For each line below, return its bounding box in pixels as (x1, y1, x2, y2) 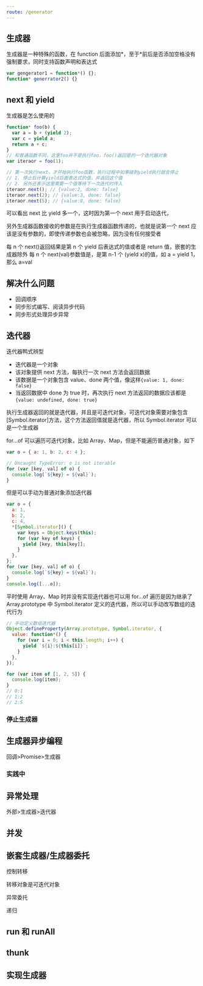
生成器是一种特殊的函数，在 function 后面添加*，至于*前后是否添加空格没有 (6, 50, 196, 58)
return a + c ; (12, 141, 48, 147)
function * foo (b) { (6, 124, 56, 130)
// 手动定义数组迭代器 (6, 620, 56, 626)
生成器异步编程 (6, 736, 63, 746)
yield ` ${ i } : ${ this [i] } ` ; (22, 643, 88, 649)
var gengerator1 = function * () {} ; (6, 70, 97, 76)
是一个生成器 (6, 424, 38, 431)
